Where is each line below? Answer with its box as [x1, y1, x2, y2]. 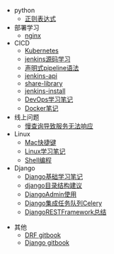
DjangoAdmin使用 [24, 190, 76, 198]
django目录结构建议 [24, 181, 83, 189]
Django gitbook [24, 238, 69, 247]
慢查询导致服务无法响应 [24, 122, 93, 130]
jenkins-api [24, 72, 58, 80]
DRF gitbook [24, 231, 62, 239]
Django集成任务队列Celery [24, 199, 103, 207]
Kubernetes [24, 46, 59, 55]
